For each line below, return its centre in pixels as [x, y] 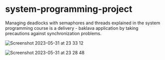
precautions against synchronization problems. [53, 33]
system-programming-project [69, 9]
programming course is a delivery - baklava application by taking [72, 28]
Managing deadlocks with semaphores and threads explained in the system [83, 23]
